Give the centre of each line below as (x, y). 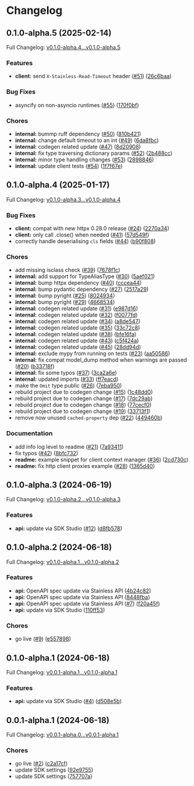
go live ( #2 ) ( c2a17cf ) (41, 764)
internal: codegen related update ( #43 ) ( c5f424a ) (77, 341)
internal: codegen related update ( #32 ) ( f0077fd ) (76, 315)
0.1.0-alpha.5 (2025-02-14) (59, 33)
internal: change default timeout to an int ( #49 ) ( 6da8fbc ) (87, 140)
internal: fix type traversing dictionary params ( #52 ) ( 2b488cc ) (94, 153)
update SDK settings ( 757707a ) (54, 776)
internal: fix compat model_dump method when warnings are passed (101, 360)
